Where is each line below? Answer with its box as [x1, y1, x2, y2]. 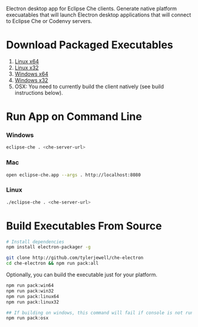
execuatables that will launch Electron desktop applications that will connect [6, 11, 192, 18]
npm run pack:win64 [6, 283, 54, 289]
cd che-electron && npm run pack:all [6, 260, 99, 267]
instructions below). [14, 89, 63, 96]
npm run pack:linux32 [6, 299, 60, 305]
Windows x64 [14, 70, 49, 77]
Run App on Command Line [6, 110, 143, 124]
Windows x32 [14, 76, 48, 83]
